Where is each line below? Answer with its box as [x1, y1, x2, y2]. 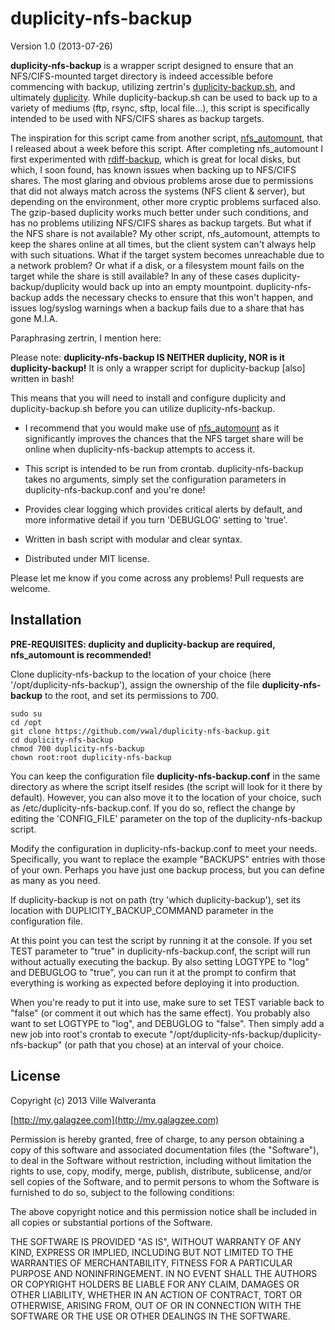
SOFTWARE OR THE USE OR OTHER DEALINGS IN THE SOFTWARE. [10, 1310, 291, 1322]
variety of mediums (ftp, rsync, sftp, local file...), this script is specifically [10, 102, 310, 114]
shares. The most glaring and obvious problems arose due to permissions [10, 174, 314, 186]
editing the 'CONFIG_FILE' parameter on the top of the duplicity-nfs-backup [10, 812, 323, 824]
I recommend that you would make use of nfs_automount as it [24, 422, 280, 434]
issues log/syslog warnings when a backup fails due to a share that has [10, 302, 305, 314]
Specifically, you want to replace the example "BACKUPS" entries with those [10, 853, 326, 865]
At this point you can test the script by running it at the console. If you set [10, 934, 313, 946]
